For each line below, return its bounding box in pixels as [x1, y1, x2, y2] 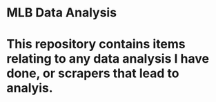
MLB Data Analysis [6, 5, 117, 21]
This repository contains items [6, 37, 186, 52]
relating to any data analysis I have [6, 51, 210, 67]
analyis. [6, 81, 53, 96]
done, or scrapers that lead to [6, 65, 179, 81]
